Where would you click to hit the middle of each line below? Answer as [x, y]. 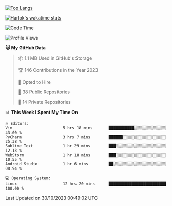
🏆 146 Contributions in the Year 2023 [58, 70]
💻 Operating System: [28, 178]
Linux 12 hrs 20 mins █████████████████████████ [86, 184]
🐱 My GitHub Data [26, 48]
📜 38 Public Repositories [44, 92]
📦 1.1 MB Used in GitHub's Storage [55, 58]
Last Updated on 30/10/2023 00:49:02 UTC [52, 198]
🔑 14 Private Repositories [44, 102]
